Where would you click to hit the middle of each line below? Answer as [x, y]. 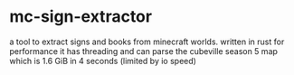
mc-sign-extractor [81, 17]
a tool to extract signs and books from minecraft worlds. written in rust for [147, 42]
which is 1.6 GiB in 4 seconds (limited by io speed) [103, 61]
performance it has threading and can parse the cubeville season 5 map [144, 51]
